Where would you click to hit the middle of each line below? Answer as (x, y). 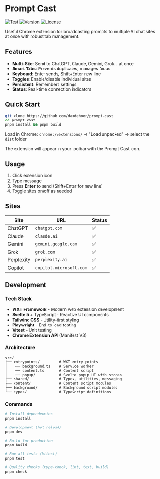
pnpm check (16, 472)
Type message (27, 181)
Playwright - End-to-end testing (44, 325)
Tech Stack (19, 299)
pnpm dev (14, 432)
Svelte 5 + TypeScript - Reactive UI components (60, 314)
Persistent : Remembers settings (44, 84)
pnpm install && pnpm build (33, 125)
